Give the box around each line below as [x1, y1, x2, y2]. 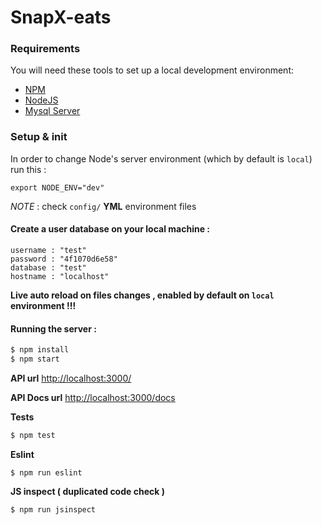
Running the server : [10, 322, 97, 335]
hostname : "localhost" [10, 271, 110, 281]
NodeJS [24, 94, 59, 106]
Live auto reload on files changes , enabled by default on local [10, 289, 275, 301]
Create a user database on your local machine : [10, 223, 210, 235]
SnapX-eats [10, 6, 112, 29]
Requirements [10, 42, 81, 56]
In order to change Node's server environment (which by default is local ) [10, 152, 313, 165]
